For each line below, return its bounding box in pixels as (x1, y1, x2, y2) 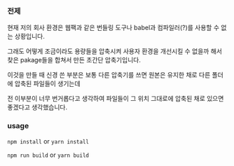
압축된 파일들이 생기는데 (14, 79, 81, 88)
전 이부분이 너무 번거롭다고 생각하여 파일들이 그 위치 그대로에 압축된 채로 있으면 (7, 95, 224, 103)
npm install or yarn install (7, 137, 90, 145)
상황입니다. (14, 32, 46, 41)
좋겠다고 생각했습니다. (7, 103, 68, 111)
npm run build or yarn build (7, 151, 90, 159)
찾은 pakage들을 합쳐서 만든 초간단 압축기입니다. (7, 56, 142, 64)
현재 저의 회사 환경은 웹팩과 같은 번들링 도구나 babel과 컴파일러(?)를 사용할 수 (7, 23, 219, 32)
